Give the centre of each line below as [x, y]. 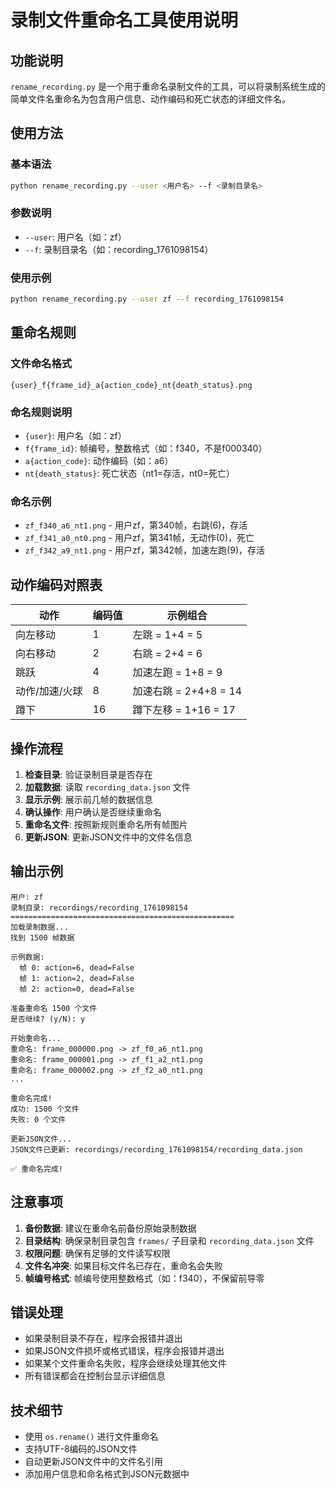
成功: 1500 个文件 [45, 1109]
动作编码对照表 [56, 584]
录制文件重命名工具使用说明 [124, 20]
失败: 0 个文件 [38, 1119]
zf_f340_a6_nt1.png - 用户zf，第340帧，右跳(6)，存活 [136, 525]
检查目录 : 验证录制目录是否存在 [88, 774]
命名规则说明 [41, 412]
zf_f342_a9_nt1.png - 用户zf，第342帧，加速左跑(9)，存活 [145, 550]
